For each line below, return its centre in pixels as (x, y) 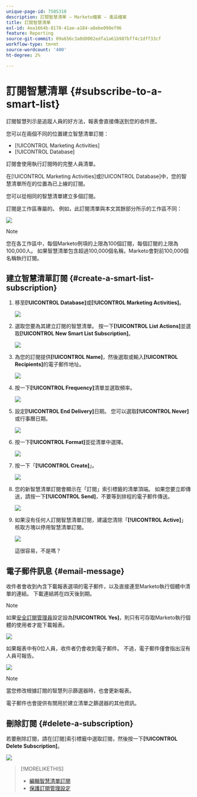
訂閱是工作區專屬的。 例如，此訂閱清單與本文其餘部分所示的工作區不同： (94, 209)
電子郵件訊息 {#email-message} (65, 571)
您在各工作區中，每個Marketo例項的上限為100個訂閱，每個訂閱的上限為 (92, 243)
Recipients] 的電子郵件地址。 (50, 364)
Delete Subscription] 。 (34, 746)
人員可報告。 (21, 656)
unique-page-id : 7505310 (36, 11)
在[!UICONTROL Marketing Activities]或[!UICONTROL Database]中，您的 (94, 176)
